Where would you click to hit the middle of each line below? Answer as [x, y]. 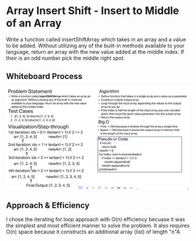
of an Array [34, 23]
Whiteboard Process [44, 76]
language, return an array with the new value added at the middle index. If [95, 51]
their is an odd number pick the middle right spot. [66, 58]
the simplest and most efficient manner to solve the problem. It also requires [98, 226]
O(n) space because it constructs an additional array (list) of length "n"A [93, 232]
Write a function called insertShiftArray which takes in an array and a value [96, 39]
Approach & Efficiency [48, 205]
